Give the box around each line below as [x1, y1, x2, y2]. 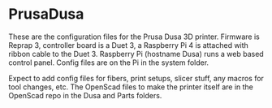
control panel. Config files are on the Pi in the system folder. [8, 58, 209, 67]
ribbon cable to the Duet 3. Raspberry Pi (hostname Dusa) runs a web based [8, 49, 264, 58]
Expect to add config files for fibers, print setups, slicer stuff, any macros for [8, 73, 264, 83]
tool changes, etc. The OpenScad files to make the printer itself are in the [8, 82, 254, 92]
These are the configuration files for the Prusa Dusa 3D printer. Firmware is [8, 32, 260, 41]
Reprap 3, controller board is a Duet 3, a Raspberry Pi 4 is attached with [8, 40, 249, 50]
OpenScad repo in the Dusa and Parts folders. [8, 90, 162, 100]
